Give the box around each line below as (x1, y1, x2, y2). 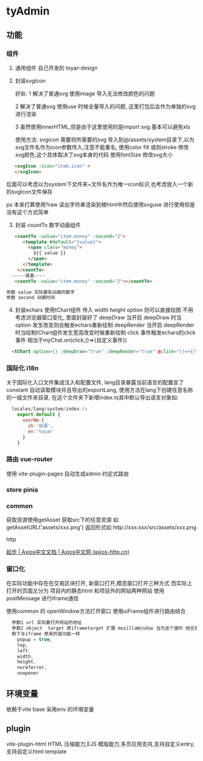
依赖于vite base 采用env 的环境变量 (6, 705, 94, 713)
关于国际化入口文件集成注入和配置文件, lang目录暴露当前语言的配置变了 (6, 379, 184, 386)
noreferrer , (17, 664, 47, 671)
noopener (17, 670, 39, 676)
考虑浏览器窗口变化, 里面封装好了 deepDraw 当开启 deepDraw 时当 (14, 314, 182, 321)
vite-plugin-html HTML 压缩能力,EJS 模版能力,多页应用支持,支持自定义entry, (6, 740, 195, 747)
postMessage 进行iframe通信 (6, 595, 79, 602)
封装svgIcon (14, 77, 46, 84)
